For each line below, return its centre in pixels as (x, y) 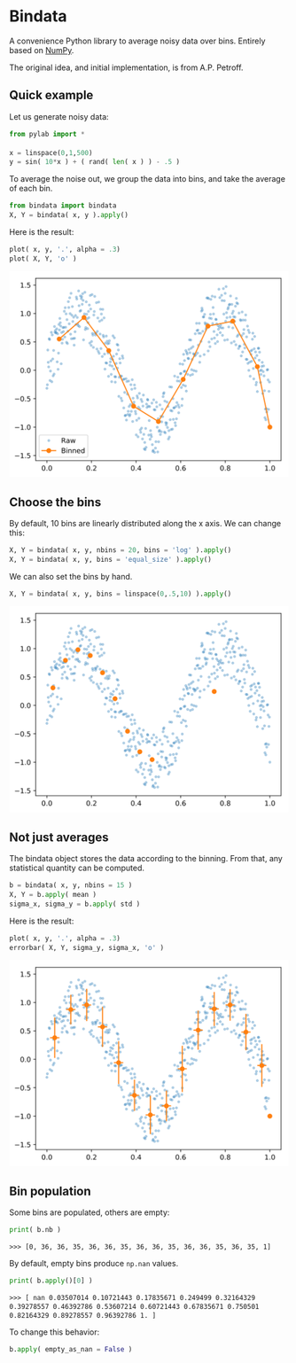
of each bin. (31, 189)
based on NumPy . (42, 50)
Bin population (50, 1191)
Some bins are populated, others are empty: (90, 1212)
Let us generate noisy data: (59, 116)
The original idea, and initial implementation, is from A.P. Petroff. (126, 67)
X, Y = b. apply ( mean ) (53, 895)
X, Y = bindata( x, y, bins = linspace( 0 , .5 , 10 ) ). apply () (121, 594)
